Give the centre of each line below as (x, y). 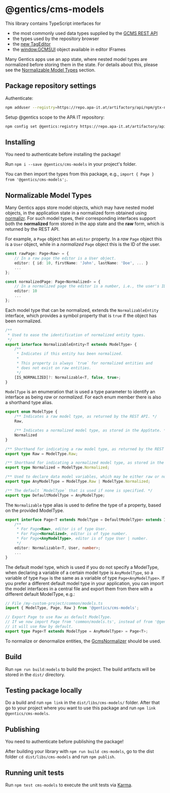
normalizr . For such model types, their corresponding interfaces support (80, 219)
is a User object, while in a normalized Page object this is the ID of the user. (83, 244)
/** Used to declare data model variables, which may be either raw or (82, 477)
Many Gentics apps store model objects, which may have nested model (80, 208)
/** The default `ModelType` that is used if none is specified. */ (79, 490)
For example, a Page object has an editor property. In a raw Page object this (84, 239)
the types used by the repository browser (56, 39)
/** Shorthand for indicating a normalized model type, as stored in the (85, 463)
